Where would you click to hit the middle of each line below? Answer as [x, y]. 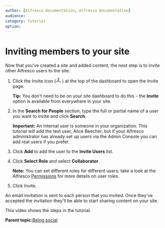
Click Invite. [24, 186]
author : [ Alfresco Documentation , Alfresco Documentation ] [68, 10]
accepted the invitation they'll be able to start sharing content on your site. [82, 201]
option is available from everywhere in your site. [62, 101]
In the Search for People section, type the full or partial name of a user [85, 111]
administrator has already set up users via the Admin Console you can [85, 137]
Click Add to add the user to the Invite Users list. [63, 152]
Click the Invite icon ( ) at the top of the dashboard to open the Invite [85, 81]
